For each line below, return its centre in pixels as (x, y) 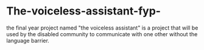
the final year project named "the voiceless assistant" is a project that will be (102, 28)
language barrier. (28, 40)
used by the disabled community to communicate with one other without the (102, 34)
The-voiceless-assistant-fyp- (84, 11)
